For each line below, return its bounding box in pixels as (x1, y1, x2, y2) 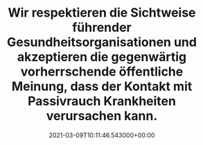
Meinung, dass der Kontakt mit (11, 78, 193, 94)
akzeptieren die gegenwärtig (17, 49, 187, 65)
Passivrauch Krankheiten (28, 94, 176, 109)
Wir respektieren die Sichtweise (8, 5, 196, 21)
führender (71, 19, 132, 35)
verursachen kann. (46, 108, 158, 124)
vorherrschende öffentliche (20, 64, 184, 80)
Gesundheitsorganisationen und (7, 35, 197, 50)
